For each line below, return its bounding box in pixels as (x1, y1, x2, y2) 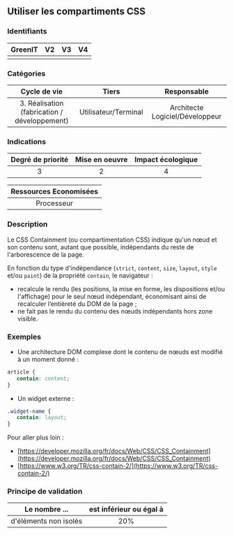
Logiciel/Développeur (151, 111, 222, 121)
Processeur (36, 198, 74, 208)
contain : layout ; (16, 414, 68, 421)
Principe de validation (7, 487, 83, 497)
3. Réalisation (19, 98, 64, 108)
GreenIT (10, 45, 38, 54)
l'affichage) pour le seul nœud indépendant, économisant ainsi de (17, 292, 207, 300)
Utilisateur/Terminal (79, 107, 144, 117)
